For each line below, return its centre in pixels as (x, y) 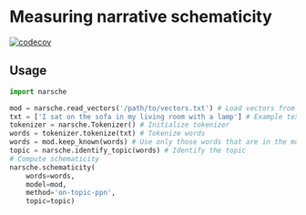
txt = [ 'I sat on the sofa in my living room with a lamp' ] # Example (146, 117)
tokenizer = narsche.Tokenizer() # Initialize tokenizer (120, 125)
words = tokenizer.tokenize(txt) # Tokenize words (107, 134)
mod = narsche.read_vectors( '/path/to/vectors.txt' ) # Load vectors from (153, 108)
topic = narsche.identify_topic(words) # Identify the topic (128, 150)
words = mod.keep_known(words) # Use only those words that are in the (148, 142)
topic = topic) (51, 201)
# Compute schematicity (55, 159)
